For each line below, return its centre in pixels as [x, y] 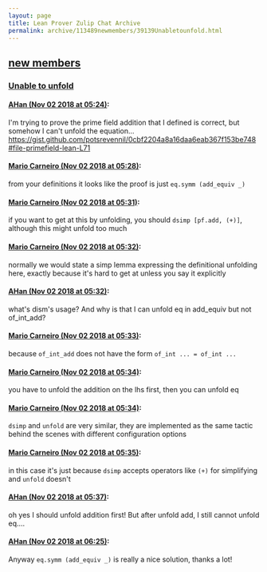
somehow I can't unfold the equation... [71, 131]
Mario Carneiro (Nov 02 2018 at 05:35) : [75, 452]
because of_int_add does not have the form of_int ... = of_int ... [122, 353]
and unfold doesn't [40, 479]
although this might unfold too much [68, 228]
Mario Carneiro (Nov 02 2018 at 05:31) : [74, 202]
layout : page [30, 16]
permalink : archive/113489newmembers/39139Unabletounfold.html [116, 30]
